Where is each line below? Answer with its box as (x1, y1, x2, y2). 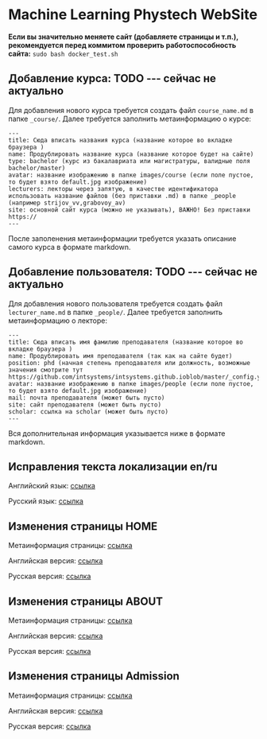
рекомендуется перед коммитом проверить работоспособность (8, 40, 237, 49)
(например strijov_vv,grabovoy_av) (8, 199, 126, 207)
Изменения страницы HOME (8, 519, 158, 533)
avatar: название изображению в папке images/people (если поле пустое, (8, 379, 254, 387)
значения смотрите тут (8, 366, 83, 374)
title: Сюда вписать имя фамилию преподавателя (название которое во (8, 338, 244, 346)
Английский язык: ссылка (8, 481, 95, 491)
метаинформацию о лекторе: (8, 316, 108, 325)
